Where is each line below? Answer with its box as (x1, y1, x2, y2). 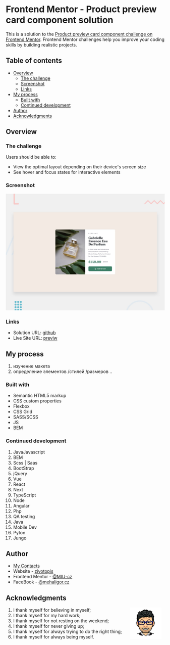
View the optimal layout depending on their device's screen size (13, 164, 146, 170)
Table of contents (6, 57, 62, 65)
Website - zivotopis (13, 568, 53, 574)
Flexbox (13, 403, 30, 409)
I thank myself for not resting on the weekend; (13, 618, 109, 624)
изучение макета (13, 363, 50, 369)
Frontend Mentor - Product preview (6, 4, 157, 15)
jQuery (13, 470, 27, 476)
